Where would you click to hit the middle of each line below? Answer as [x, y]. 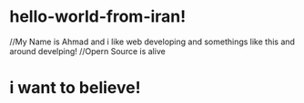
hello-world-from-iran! [98, 17]
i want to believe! [75, 88]
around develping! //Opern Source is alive [87, 51]
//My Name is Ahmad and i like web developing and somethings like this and [152, 42]
